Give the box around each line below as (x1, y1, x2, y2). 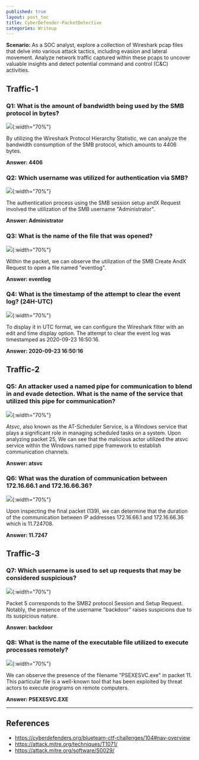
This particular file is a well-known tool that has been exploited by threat (6, 678, 182, 685)
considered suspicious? (6, 574, 77, 582)
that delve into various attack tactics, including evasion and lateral (6, 48, 168, 55)
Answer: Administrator (6, 217, 64, 224)
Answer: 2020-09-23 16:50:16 (6, 347, 84, 355)
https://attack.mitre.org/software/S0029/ (14, 746, 115, 753)
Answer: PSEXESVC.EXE (6, 695, 69, 702)
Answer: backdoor (6, 624, 53, 631)
